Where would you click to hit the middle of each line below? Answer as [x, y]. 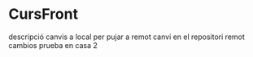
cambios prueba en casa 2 [53, 45]
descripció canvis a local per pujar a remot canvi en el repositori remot [127, 37]
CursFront [44, 14]
